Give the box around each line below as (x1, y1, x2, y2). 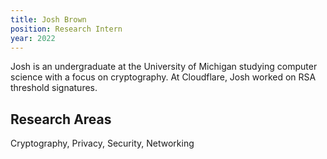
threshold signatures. (10, 82, 98, 94)
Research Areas (10, 111, 112, 128)
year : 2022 (10, 33, 56, 43)
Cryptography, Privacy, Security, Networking (10, 137, 195, 150)
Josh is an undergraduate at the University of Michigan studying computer (10, 61, 318, 73)
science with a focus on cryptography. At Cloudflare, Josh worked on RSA (10, 71, 317, 83)
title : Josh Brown (10, 14, 87, 25)
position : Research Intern (10, 24, 123, 34)
